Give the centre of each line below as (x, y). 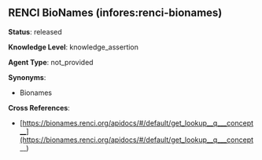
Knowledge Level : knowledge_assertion (74, 47)
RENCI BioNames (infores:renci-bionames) (115, 13)
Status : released (35, 31)
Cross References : (39, 107)
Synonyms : (27, 77)
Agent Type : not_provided (51, 62)
